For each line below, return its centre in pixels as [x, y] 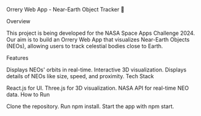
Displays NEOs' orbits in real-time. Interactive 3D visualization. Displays [97, 70]
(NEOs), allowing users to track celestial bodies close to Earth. [85, 46]
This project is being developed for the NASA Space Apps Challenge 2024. [101, 33]
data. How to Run [28, 94]
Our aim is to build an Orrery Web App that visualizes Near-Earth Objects [98, 39]
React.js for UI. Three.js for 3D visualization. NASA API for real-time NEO [98, 88]
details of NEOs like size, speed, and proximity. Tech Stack [80, 76]
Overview [18, 21]
